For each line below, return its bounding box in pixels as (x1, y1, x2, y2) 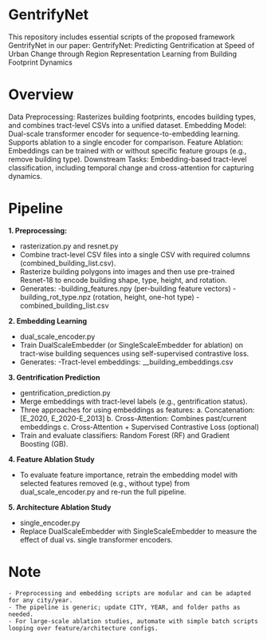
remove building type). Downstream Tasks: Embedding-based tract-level (8, 154, 247, 164)
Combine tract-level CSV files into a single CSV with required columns (19, 249, 251, 259)
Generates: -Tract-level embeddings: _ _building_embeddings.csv (19, 357, 234, 367)
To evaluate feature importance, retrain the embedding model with (19, 470, 238, 479)
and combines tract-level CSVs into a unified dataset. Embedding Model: (8, 120, 247, 129)
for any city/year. (8, 596, 73, 604)
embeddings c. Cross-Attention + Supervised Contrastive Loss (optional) (19, 422, 260, 431)
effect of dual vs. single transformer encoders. (19, 535, 173, 544)
